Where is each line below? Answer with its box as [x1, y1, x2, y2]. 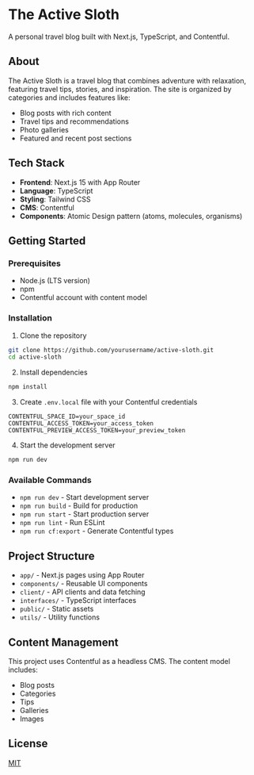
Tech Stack [8, 156, 65, 170]
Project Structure [8, 549, 95, 562]
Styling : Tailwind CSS [19, 194, 91, 204]
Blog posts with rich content [19, 108, 112, 117]
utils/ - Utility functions [19, 612, 100, 622]
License [8, 737, 48, 750]
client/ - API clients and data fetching [19, 587, 146, 597]
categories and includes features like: [8, 93, 131, 102]
